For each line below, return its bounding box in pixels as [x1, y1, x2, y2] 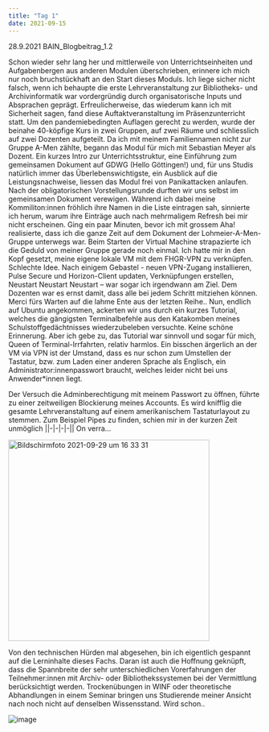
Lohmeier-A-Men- [201, 228, 262, 238]
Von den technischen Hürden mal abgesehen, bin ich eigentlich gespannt [8, 647, 251, 657]
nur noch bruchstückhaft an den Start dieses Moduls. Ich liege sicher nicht [8, 74, 255, 84]
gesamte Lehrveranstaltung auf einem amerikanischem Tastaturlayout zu [8, 406, 251, 416]
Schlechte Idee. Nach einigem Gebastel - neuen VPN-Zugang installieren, [8, 263, 252, 272]
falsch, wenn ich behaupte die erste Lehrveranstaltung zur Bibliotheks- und [8, 82, 259, 93]
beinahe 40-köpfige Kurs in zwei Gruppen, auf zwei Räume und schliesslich [8, 126, 259, 135]
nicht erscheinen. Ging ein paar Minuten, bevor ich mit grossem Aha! [8, 219, 235, 230]
